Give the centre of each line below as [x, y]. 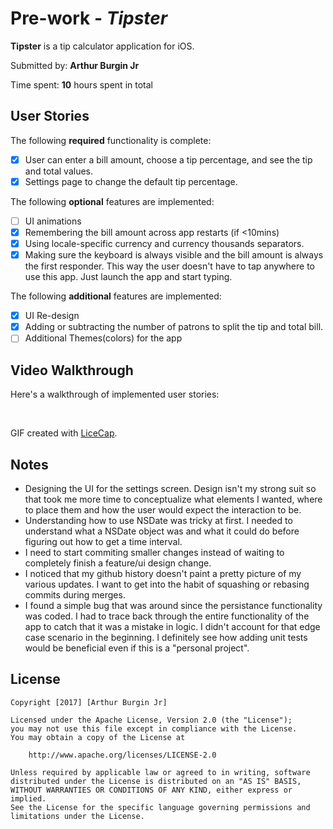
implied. [28, 798]
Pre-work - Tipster [89, 18]
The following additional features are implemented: [116, 296]
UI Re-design [52, 316]
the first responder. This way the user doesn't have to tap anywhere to [169, 266]
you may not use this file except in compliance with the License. [154, 728]
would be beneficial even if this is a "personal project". [137, 648]
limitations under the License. [77, 816]
